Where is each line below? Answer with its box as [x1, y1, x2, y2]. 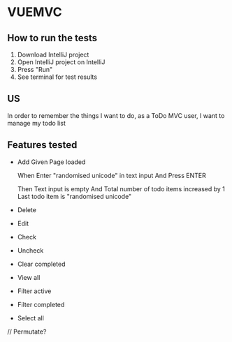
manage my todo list [7, 119, 66, 127]
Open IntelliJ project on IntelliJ [17, 58, 106, 66]
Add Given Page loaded [17, 158, 86, 166]
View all [17, 273, 41, 281]
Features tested [7, 139, 78, 151]
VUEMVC [7, 4, 62, 20]
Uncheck [17, 246, 44, 255]
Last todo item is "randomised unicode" [17, 192, 132, 200]
